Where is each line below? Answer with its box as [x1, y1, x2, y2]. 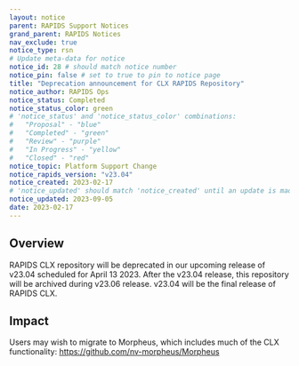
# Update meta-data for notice [9, 54, 125, 63]
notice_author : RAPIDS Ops [9, 87, 109, 96]
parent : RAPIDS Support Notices [9, 21, 129, 30]
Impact [9, 313, 49, 329]
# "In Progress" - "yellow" [9, 145, 122, 154]
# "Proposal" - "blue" [9, 121, 101, 130]
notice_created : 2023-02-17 [9, 179, 114, 187]
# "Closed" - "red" [9, 153, 90, 163]
